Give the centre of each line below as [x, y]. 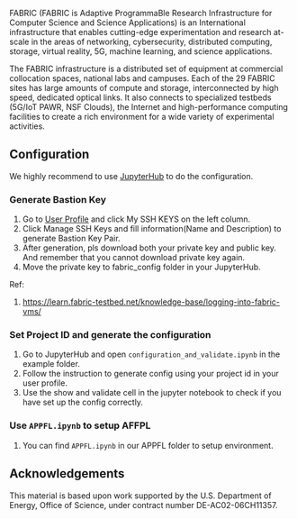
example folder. [51, 364]
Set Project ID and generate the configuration [110, 335]
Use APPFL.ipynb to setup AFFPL [80, 425]
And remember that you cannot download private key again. [134, 258]
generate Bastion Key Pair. [71, 239]
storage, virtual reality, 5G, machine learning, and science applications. [141, 51]
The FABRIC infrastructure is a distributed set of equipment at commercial [146, 68]
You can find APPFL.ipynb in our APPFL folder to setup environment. [148, 445]
